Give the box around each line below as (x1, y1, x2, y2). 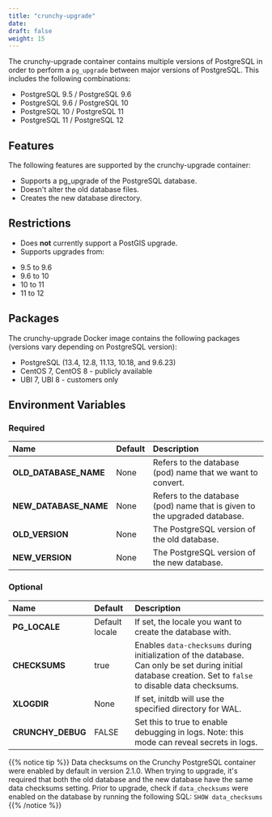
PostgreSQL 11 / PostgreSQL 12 (19, 115, 124, 126)
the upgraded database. (152, 511, 244, 522)
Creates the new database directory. (19, 194, 142, 203)
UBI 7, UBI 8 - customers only (19, 374, 119, 385)
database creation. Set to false (134, 670, 253, 681)
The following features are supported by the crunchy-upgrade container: (8, 160, 251, 170)
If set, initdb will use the (134, 693, 225, 704)
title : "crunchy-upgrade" (8, 11, 96, 20)
